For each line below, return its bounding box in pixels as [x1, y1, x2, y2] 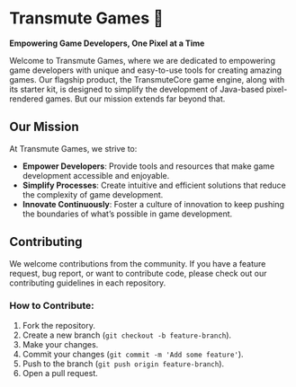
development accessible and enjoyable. [22, 170, 170, 180]
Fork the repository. [22, 320, 96, 330]
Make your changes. [22, 339, 99, 349]
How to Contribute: [9, 300, 94, 312]
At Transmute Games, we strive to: [9, 143, 138, 154]
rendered [9, 93, 43, 104]
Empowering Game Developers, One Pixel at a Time [9, 38, 205, 48]
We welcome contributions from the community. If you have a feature [9, 258, 266, 268]
